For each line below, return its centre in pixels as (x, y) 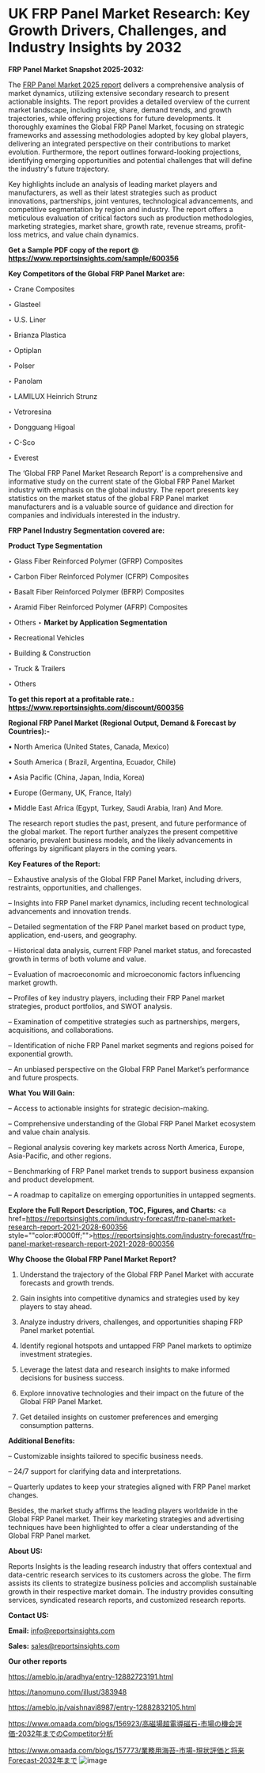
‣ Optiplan (25, 350)
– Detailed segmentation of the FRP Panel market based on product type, (127, 926)
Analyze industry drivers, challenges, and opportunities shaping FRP (131, 1322)
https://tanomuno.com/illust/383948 (68, 1691)
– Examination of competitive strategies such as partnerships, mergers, (124, 1021)
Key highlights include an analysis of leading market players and (113, 184)
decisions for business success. (72, 1377)
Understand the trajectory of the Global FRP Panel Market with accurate (137, 1274)
